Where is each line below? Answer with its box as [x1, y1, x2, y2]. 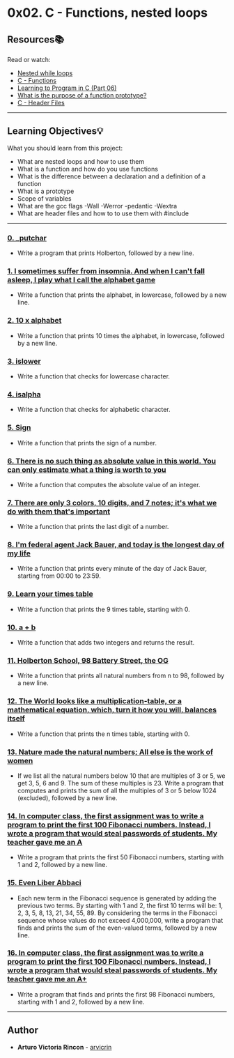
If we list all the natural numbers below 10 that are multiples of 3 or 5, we [17, 772, 226, 780]
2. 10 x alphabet [7, 316, 62, 325]
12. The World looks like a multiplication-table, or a [7, 696, 182, 706]
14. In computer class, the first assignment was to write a [7, 811, 204, 820]
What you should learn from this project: [7, 144, 123, 152]
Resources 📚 [7, 33, 65, 45]
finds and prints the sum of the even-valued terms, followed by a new [17, 923, 217, 932]
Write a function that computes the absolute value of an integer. [17, 480, 201, 489]
